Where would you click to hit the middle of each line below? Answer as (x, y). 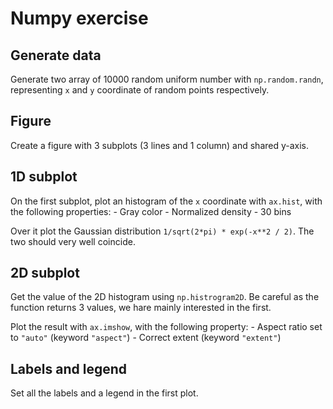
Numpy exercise (79, 18)
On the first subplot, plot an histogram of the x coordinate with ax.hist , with (166, 201)
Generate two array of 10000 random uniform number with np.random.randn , (167, 79)
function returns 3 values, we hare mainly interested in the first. (141, 308)
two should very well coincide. (73, 241)
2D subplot (45, 273)
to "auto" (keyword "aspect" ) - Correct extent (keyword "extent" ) (146, 338)
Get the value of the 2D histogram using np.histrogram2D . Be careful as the (165, 297)
